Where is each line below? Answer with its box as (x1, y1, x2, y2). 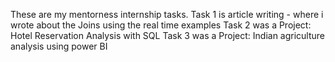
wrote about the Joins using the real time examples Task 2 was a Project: (10, 19, 312, 31)
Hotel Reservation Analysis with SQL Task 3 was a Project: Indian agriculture (10, 30, 326, 41)
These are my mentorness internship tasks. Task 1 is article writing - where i (10, 9, 324, 20)
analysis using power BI (10, 40, 108, 52)
